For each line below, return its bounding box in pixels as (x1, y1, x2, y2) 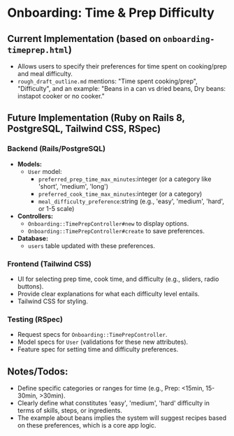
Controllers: (17, 212, 54, 220)
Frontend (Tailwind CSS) (7, 259, 92, 268)
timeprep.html (7, 45, 68, 55)
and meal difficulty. (17, 70, 73, 78)
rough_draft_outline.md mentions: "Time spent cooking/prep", (17, 77, 198, 85)
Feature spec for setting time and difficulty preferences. (17, 345, 179, 354)
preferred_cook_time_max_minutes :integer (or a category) (38, 189, 203, 198)
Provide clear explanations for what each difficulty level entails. (17, 289, 200, 298)
